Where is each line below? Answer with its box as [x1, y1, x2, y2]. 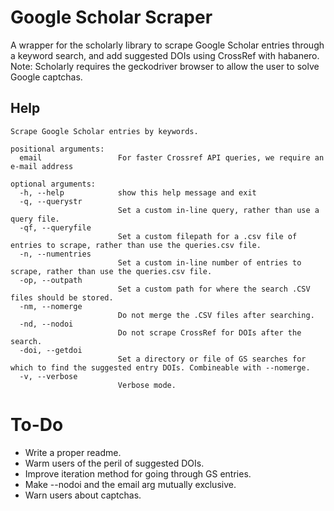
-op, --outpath [19, 275, 83, 285]
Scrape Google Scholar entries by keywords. [10, 126, 199, 136]
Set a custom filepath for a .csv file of [117, 231, 298, 241]
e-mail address [10, 161, 74, 171]
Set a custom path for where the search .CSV [117, 284, 311, 294]
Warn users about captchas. [24, 489, 142, 501]
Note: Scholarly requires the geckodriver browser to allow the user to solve [10, 60, 320, 72]
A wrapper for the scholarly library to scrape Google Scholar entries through [10, 39, 325, 51]
